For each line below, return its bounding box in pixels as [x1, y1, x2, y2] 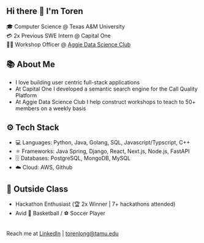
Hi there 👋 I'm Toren [6, 6, 83, 17]
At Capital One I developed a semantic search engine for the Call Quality [15, 85, 198, 92]
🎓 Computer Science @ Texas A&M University [6, 23, 126, 30]
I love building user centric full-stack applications [15, 78, 140, 86]
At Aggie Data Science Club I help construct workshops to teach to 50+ [15, 98, 196, 105]
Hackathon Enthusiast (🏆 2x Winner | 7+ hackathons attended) [15, 200, 176, 208]
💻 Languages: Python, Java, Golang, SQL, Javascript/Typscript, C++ [15, 139, 191, 146]
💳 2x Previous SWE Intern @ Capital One [6, 32, 111, 39]
